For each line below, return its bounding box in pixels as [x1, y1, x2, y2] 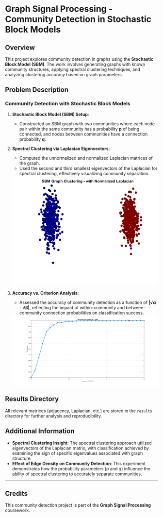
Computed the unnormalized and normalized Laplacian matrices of [19, 155, 153, 161]
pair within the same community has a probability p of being [19, 126, 140, 132]
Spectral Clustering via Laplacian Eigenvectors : [12, 146, 110, 151]
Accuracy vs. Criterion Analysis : [12, 290, 79, 296]
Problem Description [5, 86, 69, 94]
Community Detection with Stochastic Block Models [5, 100, 130, 107]
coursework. [5, 507, 31, 513]
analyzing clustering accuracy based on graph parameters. [5, 72, 123, 77]
